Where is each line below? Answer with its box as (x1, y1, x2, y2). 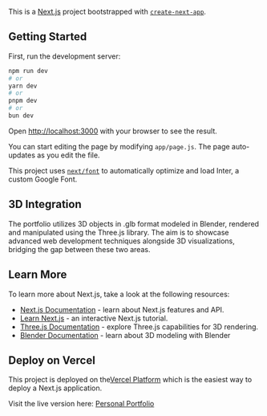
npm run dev (8, 67, 48, 75)
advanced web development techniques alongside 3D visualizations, (8, 236, 235, 246)
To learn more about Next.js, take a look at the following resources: (8, 289, 230, 299)
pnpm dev (8, 96, 38, 105)
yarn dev (8, 82, 38, 90)
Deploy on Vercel (8, 353, 96, 367)
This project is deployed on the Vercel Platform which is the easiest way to (8, 375, 253, 385)
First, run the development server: (8, 51, 121, 61)
